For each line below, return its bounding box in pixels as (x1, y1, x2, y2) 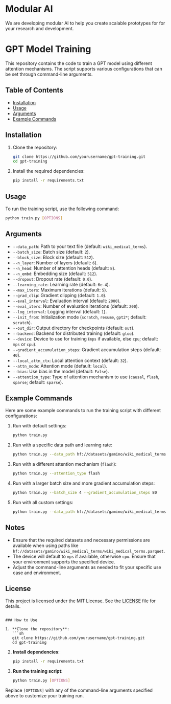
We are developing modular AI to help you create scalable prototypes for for (5, 20, 165, 26)
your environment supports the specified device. (12, 558, 115, 565)
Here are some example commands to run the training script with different (5, 407, 161, 414)
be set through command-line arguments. (5, 71, 93, 77)
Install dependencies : (12, 649, 60, 655)
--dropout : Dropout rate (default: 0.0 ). (12, 276, 93, 282)
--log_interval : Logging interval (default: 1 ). (12, 308, 107, 314)
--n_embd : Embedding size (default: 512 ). (12, 270, 97, 277)
